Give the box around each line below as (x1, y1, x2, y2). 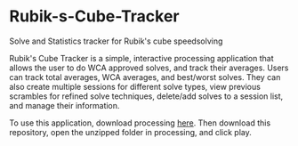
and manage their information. (9, 100, 120, 110)
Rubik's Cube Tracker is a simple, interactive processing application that (9, 53, 274, 63)
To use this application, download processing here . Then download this (9, 118, 271, 128)
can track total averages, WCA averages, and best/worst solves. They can (9, 71, 281, 82)
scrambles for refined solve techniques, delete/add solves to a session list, (9, 91, 284, 101)
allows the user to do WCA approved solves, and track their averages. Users (9, 62, 289, 73)
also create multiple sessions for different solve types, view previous (9, 81, 261, 92)
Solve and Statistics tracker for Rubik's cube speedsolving (9, 36, 223, 46)
